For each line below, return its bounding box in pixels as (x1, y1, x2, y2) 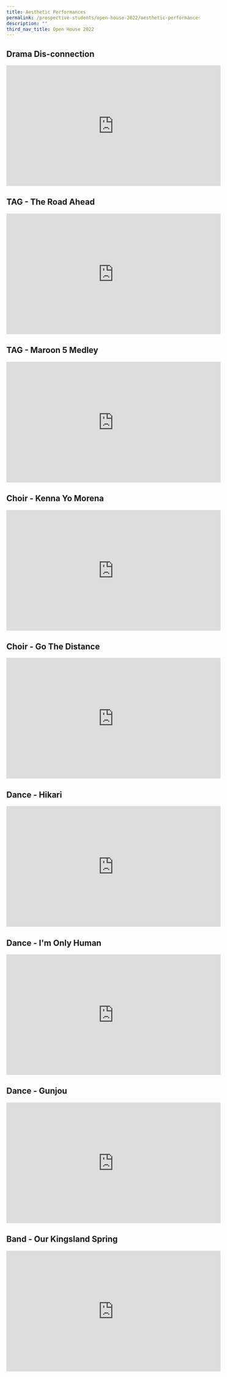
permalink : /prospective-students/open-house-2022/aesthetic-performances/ (6, 15, 204, 21)
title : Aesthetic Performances (6, 9, 86, 15)
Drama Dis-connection (6, 48, 95, 59)
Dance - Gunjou (6, 1086, 67, 1096)
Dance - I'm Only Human (6, 938, 102, 948)
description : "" (6, 20, 48, 26)
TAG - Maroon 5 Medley (6, 345, 99, 355)
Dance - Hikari (6, 789, 62, 800)
